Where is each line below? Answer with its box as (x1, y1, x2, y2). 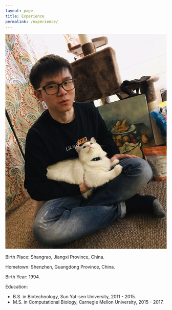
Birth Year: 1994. (5, 274, 40, 280)
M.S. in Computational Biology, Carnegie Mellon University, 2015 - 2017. (12, 299, 164, 305)
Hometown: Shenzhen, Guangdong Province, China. (5, 264, 115, 270)
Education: (5, 284, 28, 290)
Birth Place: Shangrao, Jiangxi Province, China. (5, 254, 105, 260)
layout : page (5, 8, 33, 13)
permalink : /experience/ (5, 19, 58, 24)
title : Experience (5, 13, 45, 19)
